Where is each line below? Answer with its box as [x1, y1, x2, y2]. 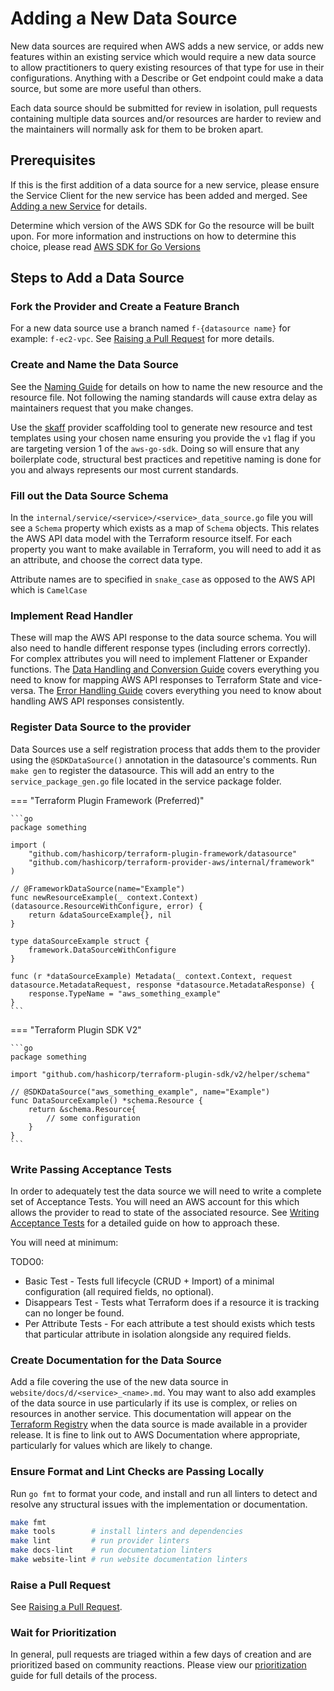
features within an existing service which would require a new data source [10, 50, 317, 62]
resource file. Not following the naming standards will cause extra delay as [10, 391, 318, 403]
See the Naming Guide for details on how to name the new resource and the [10, 380, 323, 392]
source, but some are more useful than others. [10, 82, 202, 94]
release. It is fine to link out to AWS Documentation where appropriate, [10, 1429, 301, 1441]
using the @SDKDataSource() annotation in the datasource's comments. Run [10, 753, 317, 766]
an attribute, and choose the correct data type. [10, 554, 203, 566]
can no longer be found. [24, 1307, 125, 1319]
